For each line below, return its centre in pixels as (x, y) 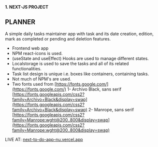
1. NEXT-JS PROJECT (27, 7)
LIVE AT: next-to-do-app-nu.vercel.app (44, 139)
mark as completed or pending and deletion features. (58, 39)
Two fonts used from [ (34, 84)
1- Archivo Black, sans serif (94, 89)
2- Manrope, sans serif (111, 109)
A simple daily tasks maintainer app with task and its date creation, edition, (79, 34)
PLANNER (20, 22)
